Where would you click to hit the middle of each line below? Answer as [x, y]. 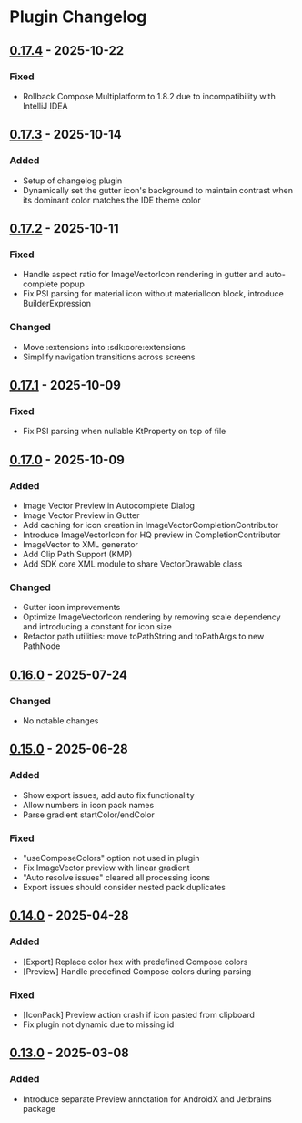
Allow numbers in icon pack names [88, 805]
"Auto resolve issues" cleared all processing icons [116, 877]
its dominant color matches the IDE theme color [112, 200]
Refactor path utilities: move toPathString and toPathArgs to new [143, 637]
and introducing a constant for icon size [97, 627]
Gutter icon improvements [71, 608]
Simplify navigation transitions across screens [109, 357]
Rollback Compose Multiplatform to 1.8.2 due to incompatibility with [149, 96]
